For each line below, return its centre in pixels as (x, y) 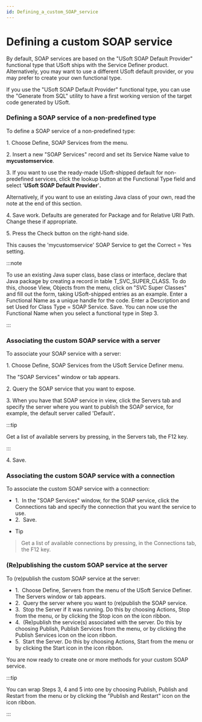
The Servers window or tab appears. (60, 596)
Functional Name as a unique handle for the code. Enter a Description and (98, 300)
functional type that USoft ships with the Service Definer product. (87, 65)
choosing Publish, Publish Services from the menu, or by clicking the (100, 628)
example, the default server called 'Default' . (61, 414)
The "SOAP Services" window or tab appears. (63, 377)
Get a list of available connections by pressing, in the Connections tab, (109, 543)
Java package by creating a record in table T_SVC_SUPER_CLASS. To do (96, 281)
